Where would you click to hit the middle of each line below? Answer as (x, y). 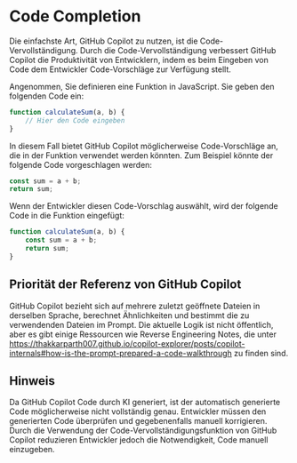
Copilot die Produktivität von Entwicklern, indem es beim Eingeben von (139, 60)
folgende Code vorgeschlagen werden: (81, 164)
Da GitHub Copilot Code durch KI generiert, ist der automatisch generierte (145, 403)
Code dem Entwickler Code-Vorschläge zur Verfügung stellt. (120, 69)
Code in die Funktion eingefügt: (67, 216)
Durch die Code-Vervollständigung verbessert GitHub (178, 50)
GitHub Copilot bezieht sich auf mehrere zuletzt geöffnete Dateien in (135, 306)
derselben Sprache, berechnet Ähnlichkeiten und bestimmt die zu (129, 315)
